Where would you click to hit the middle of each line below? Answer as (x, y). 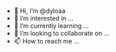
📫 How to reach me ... (46, 41)
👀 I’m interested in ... (44, 18)
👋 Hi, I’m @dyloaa (39, 11)
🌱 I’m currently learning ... (51, 26)
